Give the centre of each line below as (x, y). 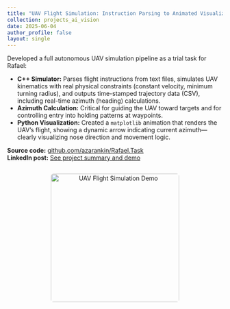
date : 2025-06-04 (32, 26)
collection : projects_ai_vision (53, 20)
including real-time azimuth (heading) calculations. (89, 101)
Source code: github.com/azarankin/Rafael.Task (75, 151)
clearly (27, 137)
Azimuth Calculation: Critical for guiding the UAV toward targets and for (119, 108)
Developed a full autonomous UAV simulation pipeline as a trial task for (107, 58)
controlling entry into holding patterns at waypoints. (90, 115)
